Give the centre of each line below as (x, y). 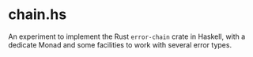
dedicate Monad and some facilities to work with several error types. (120, 44)
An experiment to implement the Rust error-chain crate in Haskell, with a (127, 36)
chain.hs (38, 15)
